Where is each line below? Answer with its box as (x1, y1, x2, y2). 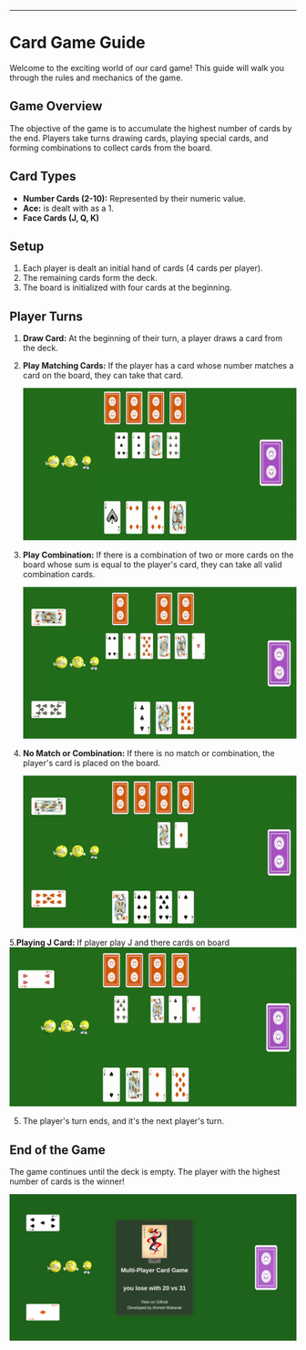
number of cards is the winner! (9, 1176, 125, 1187)
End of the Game (9, 1142, 107, 1158)
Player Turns (9, 308, 84, 324)
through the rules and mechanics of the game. (9, 72, 184, 83)
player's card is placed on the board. (22, 758, 161, 769)
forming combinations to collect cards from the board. (9, 142, 212, 153)
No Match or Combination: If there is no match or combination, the (22, 748, 275, 759)
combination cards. (22, 568, 96, 579)
